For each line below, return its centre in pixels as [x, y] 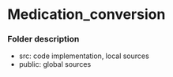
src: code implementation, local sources [84, 56]
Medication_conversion [86, 15]
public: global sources [55, 64]
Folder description [43, 39]
